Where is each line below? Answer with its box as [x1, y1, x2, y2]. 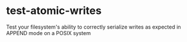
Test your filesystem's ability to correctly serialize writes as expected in [6, 23, 181, 30]
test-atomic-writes [6, 4, 102, 17]
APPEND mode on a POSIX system [6, 29, 91, 36]
